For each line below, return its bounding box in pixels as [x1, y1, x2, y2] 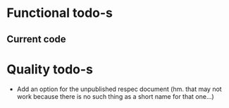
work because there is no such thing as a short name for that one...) [16, 92, 214, 100]
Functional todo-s [6, 5, 113, 21]
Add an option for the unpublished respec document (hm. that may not [16, 85, 223, 93]
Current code [6, 33, 66, 45]
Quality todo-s [6, 61, 93, 77]
